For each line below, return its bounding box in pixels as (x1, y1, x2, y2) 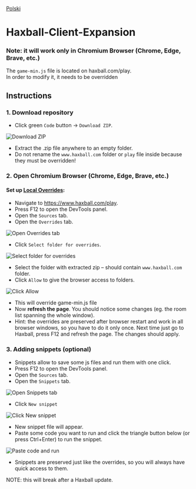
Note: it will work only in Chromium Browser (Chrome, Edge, (6, 47, 181, 55)
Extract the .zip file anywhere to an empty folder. (14, 144, 134, 152)
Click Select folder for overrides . (14, 241, 101, 248)
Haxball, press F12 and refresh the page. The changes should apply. (14, 331, 180, 338)
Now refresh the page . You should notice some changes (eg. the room (14, 306, 187, 313)
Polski (6, 5, 21, 12)
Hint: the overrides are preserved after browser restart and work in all (14, 318, 184, 325)
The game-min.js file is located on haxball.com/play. (6, 67, 132, 74)
